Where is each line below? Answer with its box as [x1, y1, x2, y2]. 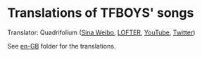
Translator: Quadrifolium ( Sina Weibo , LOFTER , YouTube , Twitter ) [7, 28, 196, 37]
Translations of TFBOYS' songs [7, 5, 194, 21]
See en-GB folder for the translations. [7, 42, 116, 50]
